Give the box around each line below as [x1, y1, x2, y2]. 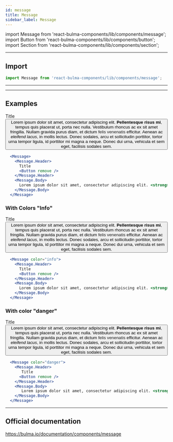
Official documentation [5, 417, 81, 426]
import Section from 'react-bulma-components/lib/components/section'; [5, 42, 160, 48]
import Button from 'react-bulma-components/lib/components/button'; [5, 37, 155, 43]
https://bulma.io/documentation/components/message [5, 431, 122, 437]
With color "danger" [5, 307, 58, 314]
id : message [5, 7, 31, 13]
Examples [5, 99, 38, 108]
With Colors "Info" [5, 204, 53, 211]
